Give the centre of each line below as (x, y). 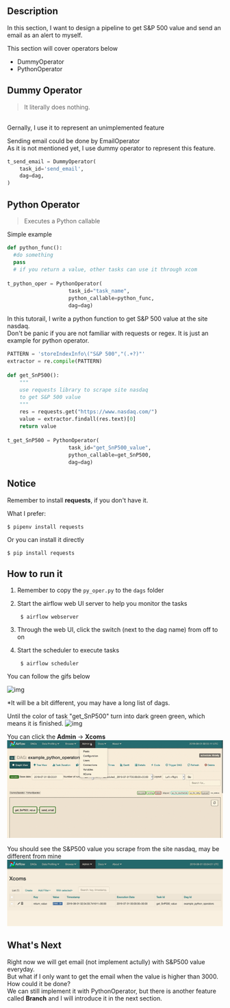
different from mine (34, 856)
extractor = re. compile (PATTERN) (55, 361)
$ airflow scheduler (49, 664)
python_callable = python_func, (111, 298)
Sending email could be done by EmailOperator (74, 140)
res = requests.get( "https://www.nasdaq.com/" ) (88, 411)
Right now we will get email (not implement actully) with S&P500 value (106, 961)
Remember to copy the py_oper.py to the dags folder (90, 590)
